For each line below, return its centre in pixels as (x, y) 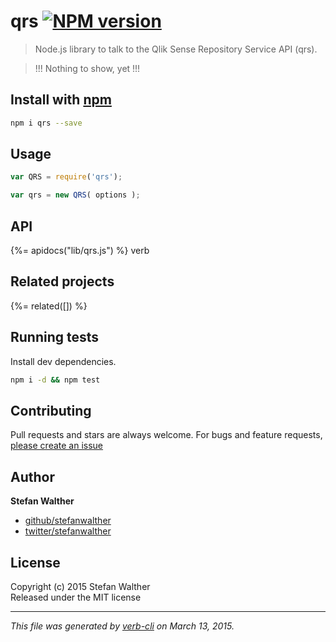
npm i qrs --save (46, 123)
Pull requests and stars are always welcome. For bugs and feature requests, (166, 435)
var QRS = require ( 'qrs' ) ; (66, 177)
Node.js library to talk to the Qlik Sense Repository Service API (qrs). (176, 49)
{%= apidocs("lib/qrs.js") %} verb (80, 250)
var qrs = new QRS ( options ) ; (75, 195)
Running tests (55, 337)
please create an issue (57, 446)
